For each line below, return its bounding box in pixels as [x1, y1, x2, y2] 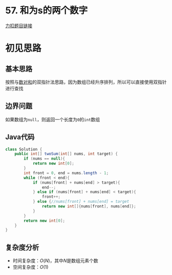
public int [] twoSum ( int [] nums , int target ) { [14, 152, 118, 157]
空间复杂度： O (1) [12, 264, 49, 270]
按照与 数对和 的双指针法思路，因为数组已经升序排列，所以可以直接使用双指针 [5, 79, 167, 85]
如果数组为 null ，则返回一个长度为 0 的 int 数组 [5, 116, 100, 122]
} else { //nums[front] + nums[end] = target [32, 199, 130, 204]
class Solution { [5, 146, 42, 152]
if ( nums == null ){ [24, 156, 66, 161]
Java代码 [5, 133, 35, 141]
